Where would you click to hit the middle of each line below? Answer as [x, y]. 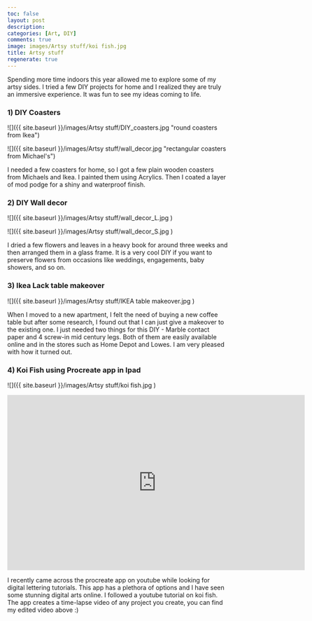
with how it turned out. [40, 352]
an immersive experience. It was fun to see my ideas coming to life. [104, 94]
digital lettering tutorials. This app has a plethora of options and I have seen [116, 587]
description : [26, 27]
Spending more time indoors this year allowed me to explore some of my [112, 79]
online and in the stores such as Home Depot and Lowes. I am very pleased [116, 344]
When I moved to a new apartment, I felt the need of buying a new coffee [113, 314]
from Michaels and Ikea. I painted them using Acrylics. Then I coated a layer [116, 177]
